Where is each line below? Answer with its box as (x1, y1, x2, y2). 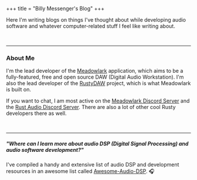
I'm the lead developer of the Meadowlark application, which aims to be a (6, 67, 184, 74)
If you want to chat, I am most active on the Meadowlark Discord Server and (6, 97, 190, 104)
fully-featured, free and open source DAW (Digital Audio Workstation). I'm (6, 73, 184, 81)
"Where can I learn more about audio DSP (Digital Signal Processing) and (6, 140, 189, 147)
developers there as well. (6, 110, 67, 117)
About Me (6, 54, 35, 62)
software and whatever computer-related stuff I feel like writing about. (6, 23, 176, 29)
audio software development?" (6, 146, 84, 153)
